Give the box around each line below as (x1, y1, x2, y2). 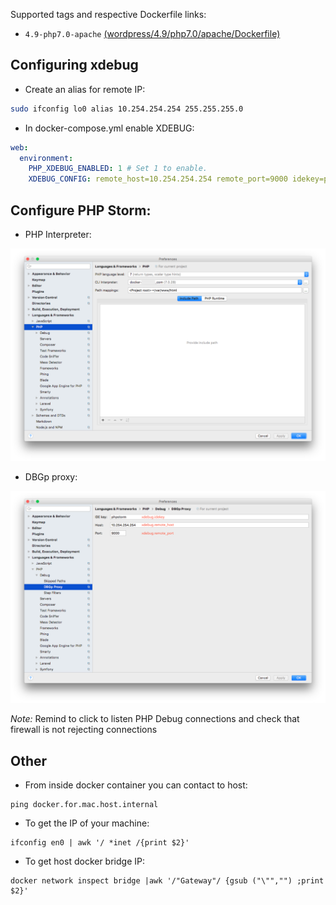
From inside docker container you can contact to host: (24, 779, 248, 791)
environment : (19, 153, 74, 163)
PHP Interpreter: (24, 229, 92, 240)
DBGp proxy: (24, 470, 78, 483)
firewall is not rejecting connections (10, 724, 158, 736)
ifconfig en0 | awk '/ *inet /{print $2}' (10, 838, 190, 848)
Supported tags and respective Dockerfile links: (10, 9, 207, 20)
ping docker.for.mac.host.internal (10, 800, 159, 810)
